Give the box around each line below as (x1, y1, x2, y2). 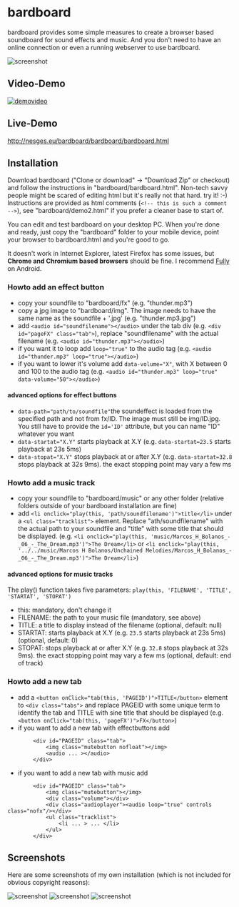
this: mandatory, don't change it (17, 605, 112, 615)
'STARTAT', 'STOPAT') (7, 593, 72, 600)
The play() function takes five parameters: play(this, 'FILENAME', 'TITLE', (7, 585, 232, 594)
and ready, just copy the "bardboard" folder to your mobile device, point (7, 228, 220, 237)
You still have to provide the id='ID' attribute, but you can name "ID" (17, 422, 220, 430)
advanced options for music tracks (7, 570, 113, 578)
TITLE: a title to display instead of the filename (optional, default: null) (17, 621, 223, 630)
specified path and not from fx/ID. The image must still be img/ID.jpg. (17, 414, 221, 422)
